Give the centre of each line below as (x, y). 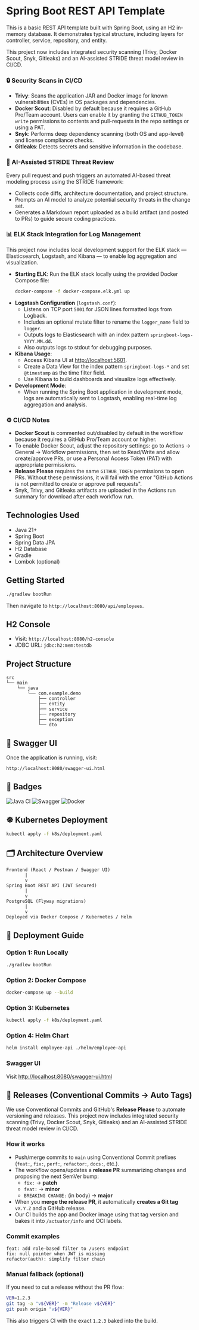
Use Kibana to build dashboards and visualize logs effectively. (100, 379)
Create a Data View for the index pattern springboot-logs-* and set (106, 366)
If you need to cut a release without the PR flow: (65, 1287)
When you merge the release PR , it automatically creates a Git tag (97, 1201)
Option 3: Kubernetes (38, 1008)
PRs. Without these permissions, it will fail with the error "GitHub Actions (104, 477)
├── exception (55, 720)
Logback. (35, 315)
